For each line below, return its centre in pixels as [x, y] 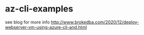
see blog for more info [27, 22]
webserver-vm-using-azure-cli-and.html [46, 27]
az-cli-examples [39, 9]
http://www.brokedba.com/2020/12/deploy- [95, 22]
